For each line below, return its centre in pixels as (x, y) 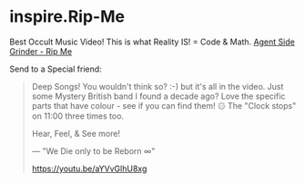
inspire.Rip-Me (67, 17)
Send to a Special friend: (56, 69)
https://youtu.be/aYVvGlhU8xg (89, 169)
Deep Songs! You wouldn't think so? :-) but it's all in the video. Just (158, 86)
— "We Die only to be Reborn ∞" (93, 150)
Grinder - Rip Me (41, 51)
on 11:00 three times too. (78, 116)
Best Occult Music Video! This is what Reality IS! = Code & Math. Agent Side (152, 42)
